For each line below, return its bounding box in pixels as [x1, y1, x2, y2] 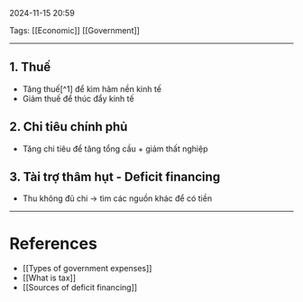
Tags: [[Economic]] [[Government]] [9, 25, 140, 35]
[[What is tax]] [22, 272, 77, 283]
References [9, 233, 97, 253]
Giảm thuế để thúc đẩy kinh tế [22, 93, 134, 104]
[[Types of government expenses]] [22, 263, 152, 274]
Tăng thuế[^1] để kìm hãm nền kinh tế [22, 83, 162, 94]
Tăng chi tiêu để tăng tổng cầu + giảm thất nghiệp [22, 143, 208, 154]
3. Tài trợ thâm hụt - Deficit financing [9, 169, 221, 185]
